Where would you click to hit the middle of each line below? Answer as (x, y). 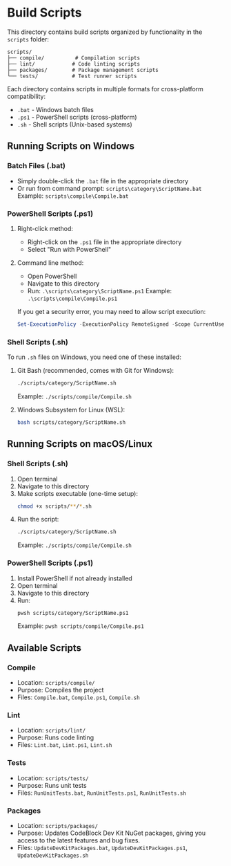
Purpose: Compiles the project (60, 690)
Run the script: (38, 519)
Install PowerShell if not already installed (74, 578)
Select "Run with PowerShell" (69, 249)
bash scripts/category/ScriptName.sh (71, 422)
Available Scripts (44, 648)
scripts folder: (28, 39)
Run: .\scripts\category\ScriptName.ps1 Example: (100, 291)
